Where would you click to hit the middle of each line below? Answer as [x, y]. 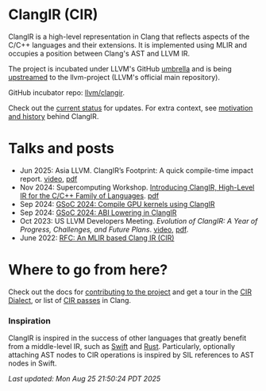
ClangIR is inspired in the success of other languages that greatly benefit [127, 338]
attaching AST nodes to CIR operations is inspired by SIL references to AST [131, 355]
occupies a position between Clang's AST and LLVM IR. [99, 53]
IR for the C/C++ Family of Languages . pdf [89, 195]
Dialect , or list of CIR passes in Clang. [70, 300]
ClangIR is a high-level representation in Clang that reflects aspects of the [129, 36]
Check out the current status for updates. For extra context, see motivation [131, 108]
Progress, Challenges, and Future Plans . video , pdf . [104, 229]
